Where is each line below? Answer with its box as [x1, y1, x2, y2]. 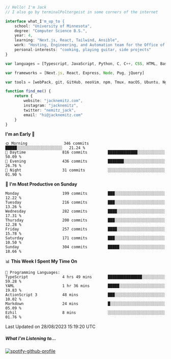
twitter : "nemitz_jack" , [23, 108, 76, 113]
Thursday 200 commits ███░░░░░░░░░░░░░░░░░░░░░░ [5, 218, 165, 223]
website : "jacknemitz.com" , [23, 98, 83, 104]
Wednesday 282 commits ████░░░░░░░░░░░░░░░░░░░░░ [5, 209, 165, 214]
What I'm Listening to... [5, 335, 56, 341]
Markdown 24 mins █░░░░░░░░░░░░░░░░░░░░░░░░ [5, 301, 165, 306]
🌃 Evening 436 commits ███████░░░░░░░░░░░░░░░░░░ [5, 159, 165, 164]
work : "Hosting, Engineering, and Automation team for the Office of [14, 42, 165, 48]
